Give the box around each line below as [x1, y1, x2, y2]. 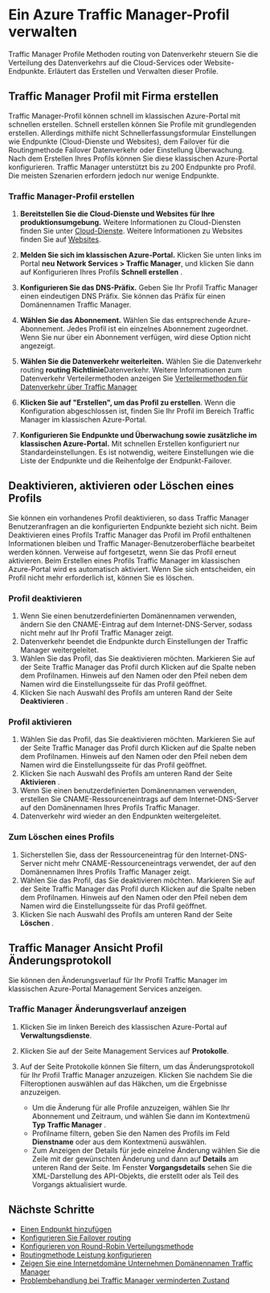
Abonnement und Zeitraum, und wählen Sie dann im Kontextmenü [31, 1111, 251, 1121]
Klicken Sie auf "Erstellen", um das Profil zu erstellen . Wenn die [19, 398, 235, 407]
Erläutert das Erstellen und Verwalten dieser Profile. [47, 66, 219, 75]
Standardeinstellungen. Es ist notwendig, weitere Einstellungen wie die [19, 447, 255, 457]
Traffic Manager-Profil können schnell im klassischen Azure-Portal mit [8, 111, 241, 120]
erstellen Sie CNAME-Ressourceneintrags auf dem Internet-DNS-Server [19, 794, 259, 804]
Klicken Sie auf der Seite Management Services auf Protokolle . [19, 1046, 229, 1055]
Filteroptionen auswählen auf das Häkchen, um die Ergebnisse [19, 1079, 227, 1088]
